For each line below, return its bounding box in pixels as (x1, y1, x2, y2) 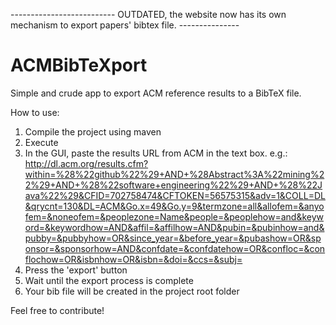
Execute (24, 136, 59, 148)
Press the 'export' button (24, 264, 128, 276)
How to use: (10, 106, 60, 118)
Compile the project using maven (24, 125, 162, 138)
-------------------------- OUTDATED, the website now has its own (10, 9, 287, 20)
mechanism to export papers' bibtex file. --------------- (10, 19, 240, 31)
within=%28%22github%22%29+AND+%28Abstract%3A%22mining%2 (24, 168, 325, 180)
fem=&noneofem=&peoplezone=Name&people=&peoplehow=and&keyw (24, 210, 324, 223)
